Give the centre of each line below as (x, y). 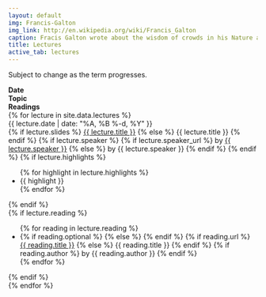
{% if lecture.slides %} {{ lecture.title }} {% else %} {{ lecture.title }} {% (124, 132)
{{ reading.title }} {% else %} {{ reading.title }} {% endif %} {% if (124, 245)
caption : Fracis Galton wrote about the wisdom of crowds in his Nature (131, 38)
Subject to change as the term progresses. (78, 75)
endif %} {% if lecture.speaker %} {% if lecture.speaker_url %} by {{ (120, 140)
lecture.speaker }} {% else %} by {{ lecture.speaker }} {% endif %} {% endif (133, 148)
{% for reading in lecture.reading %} (79, 228)
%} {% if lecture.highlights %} (57, 157)
